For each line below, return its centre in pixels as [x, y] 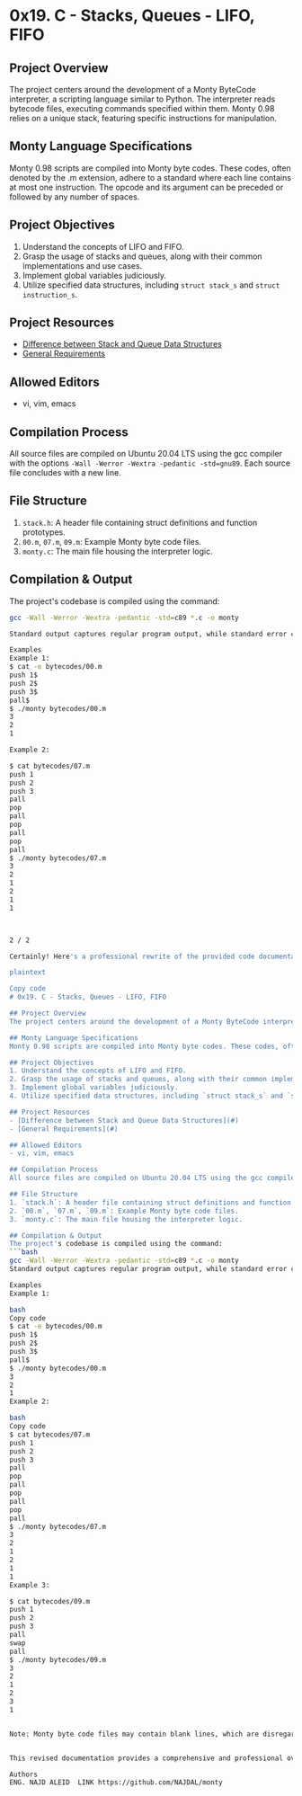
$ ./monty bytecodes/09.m [58, 1659]
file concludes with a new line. [65, 473]
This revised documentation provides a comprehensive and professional [146, 1758]
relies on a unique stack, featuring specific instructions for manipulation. [143, 118]
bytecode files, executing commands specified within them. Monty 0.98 [142, 108]
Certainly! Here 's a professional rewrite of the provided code [132, 956]
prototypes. [44, 532]
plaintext [28, 973]
